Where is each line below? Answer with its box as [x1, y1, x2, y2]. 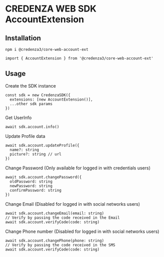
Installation [5, 34, 41, 42]
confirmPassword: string [10, 188, 62, 193]
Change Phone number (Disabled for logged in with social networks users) [5, 228, 159, 234]
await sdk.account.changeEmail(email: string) [5, 211, 104, 216]
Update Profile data [5, 133, 46, 139]
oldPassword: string [10, 179, 53, 184]
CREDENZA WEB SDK [5, 3, 97, 15]
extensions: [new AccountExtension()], [10, 97, 93, 102]
